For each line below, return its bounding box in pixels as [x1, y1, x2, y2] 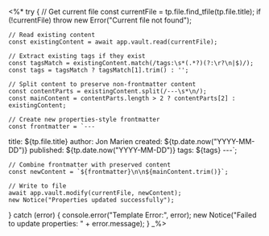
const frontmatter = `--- [8, 122, 95, 130]
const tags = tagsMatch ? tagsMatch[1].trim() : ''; [8, 66, 189, 74]
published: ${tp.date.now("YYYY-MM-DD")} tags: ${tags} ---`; [29, 145, 238, 155]
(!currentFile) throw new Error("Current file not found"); [8, 15, 192, 25]
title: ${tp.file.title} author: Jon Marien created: [8, 137, 163, 146]
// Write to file [8, 182, 67, 190]
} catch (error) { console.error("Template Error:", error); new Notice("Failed [8, 210, 257, 220]
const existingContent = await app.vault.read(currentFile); [8, 38, 218, 46]
